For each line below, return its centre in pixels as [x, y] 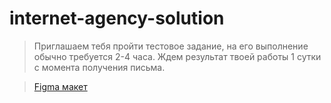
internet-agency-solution [117, 18]
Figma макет [60, 86]
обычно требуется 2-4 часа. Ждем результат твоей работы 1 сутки [177, 56]
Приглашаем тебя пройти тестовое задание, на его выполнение [171, 46]
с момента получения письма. [99, 67]
